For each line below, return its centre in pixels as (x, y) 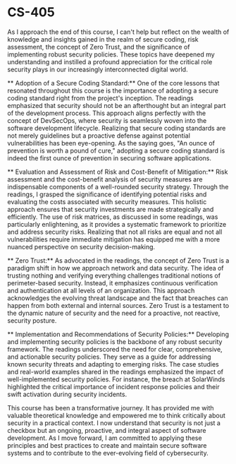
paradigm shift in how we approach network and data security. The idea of (116, 268)
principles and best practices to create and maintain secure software (107, 445)
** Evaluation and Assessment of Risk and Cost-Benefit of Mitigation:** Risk (118, 172)
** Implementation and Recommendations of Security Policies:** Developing (118, 334)
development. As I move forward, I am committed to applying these (105, 438)
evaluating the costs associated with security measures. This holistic (107, 201)
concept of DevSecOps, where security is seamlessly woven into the (107, 120)
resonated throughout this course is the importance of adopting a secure (113, 90)
